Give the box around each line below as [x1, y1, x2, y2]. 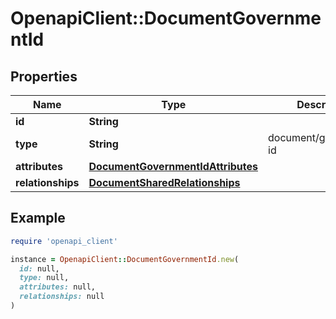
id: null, [19, 263, 60, 274]
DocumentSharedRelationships [88, 176, 241, 189]
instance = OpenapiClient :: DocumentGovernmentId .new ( [10, 254, 240, 264]
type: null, [19, 273, 70, 283]
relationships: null [19, 292, 105, 302]
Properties [10, 68, 78, 85]
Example [10, 210, 66, 227]
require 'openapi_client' [10, 236, 118, 246]
